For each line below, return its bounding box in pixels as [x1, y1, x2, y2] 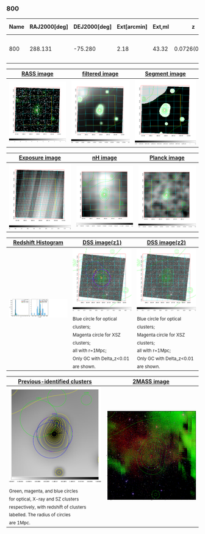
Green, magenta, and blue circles [9, 488, 78, 494]
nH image [92, 154, 117, 161]
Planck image [149, 154, 185, 161]
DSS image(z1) [82, 239, 122, 246]
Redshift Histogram [13, 239, 64, 246]
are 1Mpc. [9, 520, 31, 526]
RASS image [21, 70, 54, 78]
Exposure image [18, 154, 61, 161]
